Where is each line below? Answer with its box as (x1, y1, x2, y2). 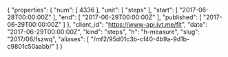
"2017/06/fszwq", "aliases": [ (7, 35, 90, 43)
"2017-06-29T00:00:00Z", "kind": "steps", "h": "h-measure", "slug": (7, 27, 200, 36)
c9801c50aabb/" (7, 43, 55, 50)
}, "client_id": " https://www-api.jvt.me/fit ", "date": (66, 21, 208, 28)
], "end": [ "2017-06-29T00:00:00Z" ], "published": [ (52, 13, 202, 21)
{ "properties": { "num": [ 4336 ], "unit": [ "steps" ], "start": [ (7, 6, 178, 14)
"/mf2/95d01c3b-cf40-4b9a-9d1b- (90, 35, 190, 43)
